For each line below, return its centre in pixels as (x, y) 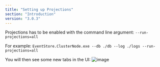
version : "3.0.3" (23, 18)
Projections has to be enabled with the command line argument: (70, 33)
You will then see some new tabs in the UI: (48, 60)
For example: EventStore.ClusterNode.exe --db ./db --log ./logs (73, 46)
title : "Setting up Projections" (39, 9)
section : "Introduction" (30, 14)
